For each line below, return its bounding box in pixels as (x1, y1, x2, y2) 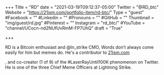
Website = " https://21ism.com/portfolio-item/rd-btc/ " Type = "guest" (5, 9, 144, 15)
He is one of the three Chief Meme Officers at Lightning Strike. (5, 64, 132, 70)
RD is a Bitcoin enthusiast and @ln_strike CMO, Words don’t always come (5, 44, 154, 50)
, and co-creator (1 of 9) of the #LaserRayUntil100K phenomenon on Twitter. (5, 59, 160, 65)
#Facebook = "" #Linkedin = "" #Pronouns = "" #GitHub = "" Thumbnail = (5, 15, 154, 20)
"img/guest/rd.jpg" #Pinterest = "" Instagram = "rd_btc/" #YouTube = (5, 20, 145, 26)
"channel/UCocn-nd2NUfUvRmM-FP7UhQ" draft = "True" (5, 25, 123, 31)
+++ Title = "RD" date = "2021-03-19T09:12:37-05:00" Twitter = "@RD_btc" (5, 4, 159, 10)
